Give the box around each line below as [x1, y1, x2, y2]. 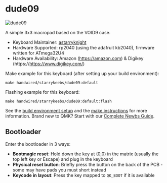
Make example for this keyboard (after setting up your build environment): [5, 70, 159, 76]
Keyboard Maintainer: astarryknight [12, 39, 87, 45]
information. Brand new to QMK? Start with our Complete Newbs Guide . [5, 113, 155, 119]
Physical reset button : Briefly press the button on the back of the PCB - [12, 161, 163, 167]
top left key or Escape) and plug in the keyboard [12, 156, 113, 162]
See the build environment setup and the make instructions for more [5, 107, 148, 113]
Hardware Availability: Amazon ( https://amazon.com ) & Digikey [12, 55, 144, 61]
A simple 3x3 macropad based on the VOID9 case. [5, 29, 111, 35]
